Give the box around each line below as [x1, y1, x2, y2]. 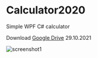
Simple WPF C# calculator [6, 23, 70, 30]
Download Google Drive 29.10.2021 [6, 34, 92, 41]
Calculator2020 [6, 4, 86, 17]
